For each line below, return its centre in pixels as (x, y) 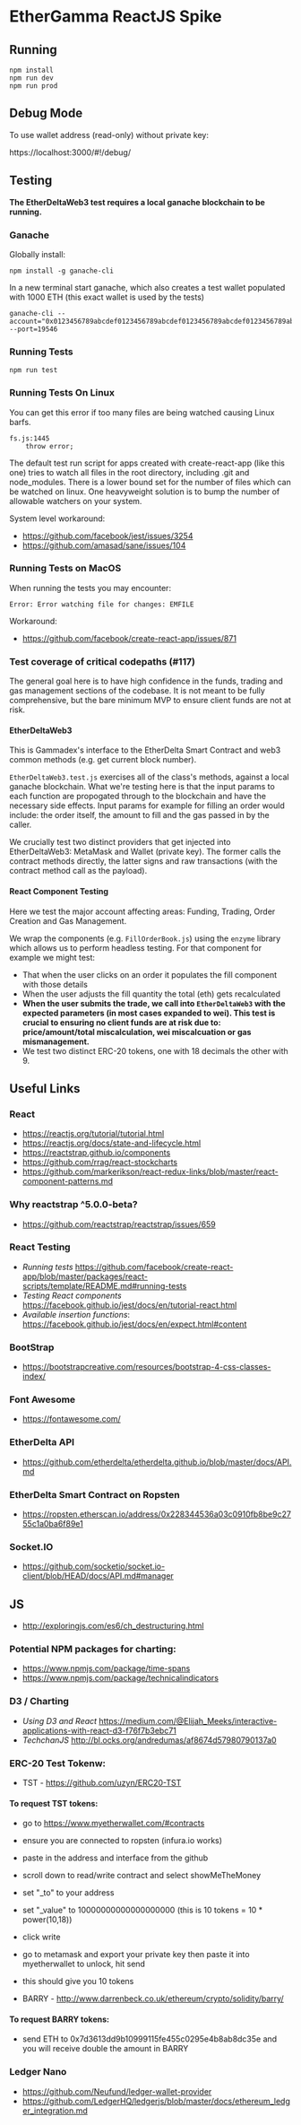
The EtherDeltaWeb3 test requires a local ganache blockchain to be (138, 202)
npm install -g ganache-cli (62, 271)
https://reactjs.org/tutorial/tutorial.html (93, 1134)
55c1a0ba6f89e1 (52, 1523)
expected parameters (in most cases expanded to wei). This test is (149, 1013)
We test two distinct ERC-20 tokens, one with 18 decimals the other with (155, 1050)
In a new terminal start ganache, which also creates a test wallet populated (147, 287)
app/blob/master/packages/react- (85, 1276)
